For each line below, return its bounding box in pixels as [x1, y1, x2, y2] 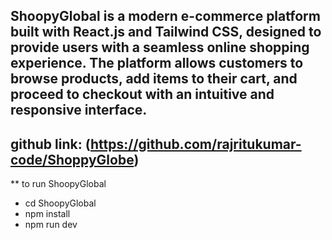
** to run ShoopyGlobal [10, 178, 107, 190]
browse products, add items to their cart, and [10, 70, 298, 88]
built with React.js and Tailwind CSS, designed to [10, 24, 322, 41]
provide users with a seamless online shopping [10, 39, 310, 56]
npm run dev [24, 219, 78, 231]
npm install [24, 208, 71, 220]
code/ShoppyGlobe [10, 151, 135, 168]
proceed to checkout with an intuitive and [10, 86, 275, 103]
